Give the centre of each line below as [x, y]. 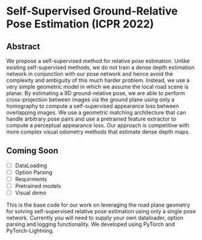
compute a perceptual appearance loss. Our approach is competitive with [98, 125]
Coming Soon [32, 151]
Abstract [23, 46]
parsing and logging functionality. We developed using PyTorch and [91, 224]
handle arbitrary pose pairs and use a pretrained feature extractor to [91, 119]
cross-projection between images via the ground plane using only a [90, 99]
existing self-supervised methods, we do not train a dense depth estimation [100, 67]
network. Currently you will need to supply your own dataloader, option [95, 218]
